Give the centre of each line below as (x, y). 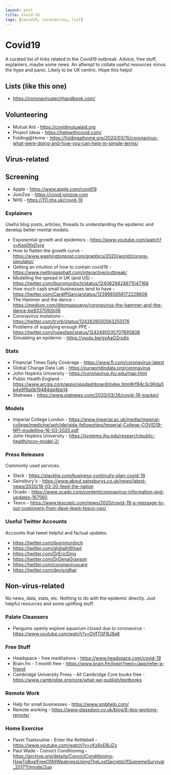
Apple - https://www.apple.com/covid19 (55, 189)
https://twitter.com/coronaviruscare (50, 564)
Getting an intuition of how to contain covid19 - (62, 267)
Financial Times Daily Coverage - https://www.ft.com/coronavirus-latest (88, 362)
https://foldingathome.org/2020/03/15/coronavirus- (104, 138)
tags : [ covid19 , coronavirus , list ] (44, 19)
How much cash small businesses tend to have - (64, 289)
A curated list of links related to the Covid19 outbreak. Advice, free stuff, (81, 59)
